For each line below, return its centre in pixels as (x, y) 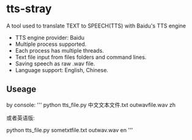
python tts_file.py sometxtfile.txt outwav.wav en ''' (70, 130)
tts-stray (29, 9)
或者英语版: (21, 117)
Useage (21, 90)
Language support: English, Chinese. (62, 70)
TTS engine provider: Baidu (50, 37)
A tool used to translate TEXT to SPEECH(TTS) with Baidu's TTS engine (96, 26)
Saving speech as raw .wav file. (55, 64)
